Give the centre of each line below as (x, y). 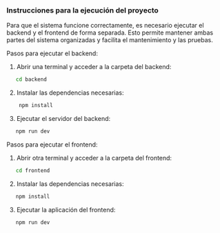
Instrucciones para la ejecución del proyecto (83, 10)
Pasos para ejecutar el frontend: (52, 145)
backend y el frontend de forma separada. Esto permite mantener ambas (110, 32)
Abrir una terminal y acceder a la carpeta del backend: (94, 67)
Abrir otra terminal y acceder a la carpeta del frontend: (94, 158)
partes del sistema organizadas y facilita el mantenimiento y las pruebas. (110, 40)
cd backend (31, 80)
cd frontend (33, 170)
